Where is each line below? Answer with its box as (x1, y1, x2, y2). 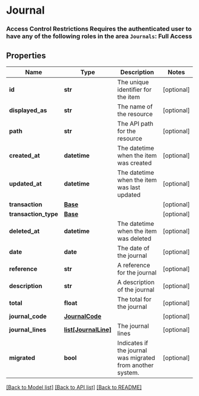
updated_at (9, 179, 42, 187)
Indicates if (117, 338, 148, 347)
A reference (117, 261, 150, 269)
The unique (117, 78, 149, 86)
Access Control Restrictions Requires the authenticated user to (6, 25, 192, 33)
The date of (117, 244, 150, 252)
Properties (6, 50, 46, 60)
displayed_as (9, 106, 47, 114)
